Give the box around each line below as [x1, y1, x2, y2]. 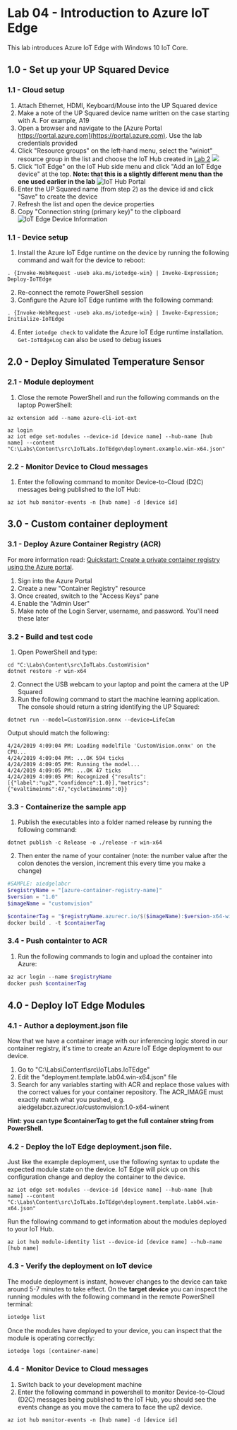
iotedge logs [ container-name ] [7, 1347, 99, 1354]
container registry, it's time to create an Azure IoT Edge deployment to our [7, 1044, 223, 1053]
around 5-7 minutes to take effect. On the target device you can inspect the [7, 1284, 228, 1293]
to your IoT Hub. [7, 1225, 54, 1233]
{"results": [111, 773, 147, 780]
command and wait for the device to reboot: [17, 256, 146, 264]
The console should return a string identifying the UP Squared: [17, 702, 200, 711]
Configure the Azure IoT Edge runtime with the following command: [17, 295, 214, 304]
